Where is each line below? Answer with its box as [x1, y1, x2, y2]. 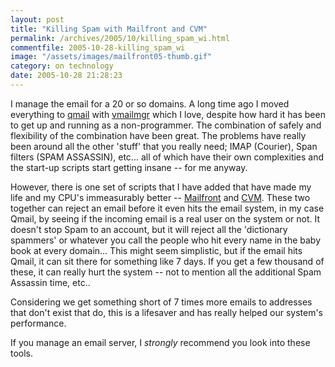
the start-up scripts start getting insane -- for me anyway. [10, 161, 248, 173]
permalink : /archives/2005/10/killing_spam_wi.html [10, 33, 230, 43]
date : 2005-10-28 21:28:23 [10, 71, 123, 81]
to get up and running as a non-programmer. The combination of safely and [10, 119, 322, 131]
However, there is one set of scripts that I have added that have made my [10, 181, 312, 193]
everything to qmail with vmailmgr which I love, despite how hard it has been [10, 108, 326, 120]
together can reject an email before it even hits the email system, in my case [10, 202, 325, 214]
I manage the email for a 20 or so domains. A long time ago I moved [10, 97, 290, 110]
